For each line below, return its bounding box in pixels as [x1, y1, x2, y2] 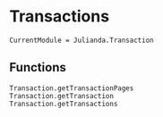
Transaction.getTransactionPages [9, 83, 134, 93]
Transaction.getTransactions [9, 99, 118, 108]
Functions [9, 60, 67, 75]
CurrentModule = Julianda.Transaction [9, 36, 154, 45]
